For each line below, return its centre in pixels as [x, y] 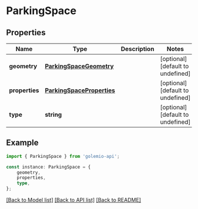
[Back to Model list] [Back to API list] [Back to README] [74, 200]
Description [137, 49]
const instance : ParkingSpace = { [49, 167]
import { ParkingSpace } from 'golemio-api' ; [63, 156]
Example [22, 143]
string [53, 114]
